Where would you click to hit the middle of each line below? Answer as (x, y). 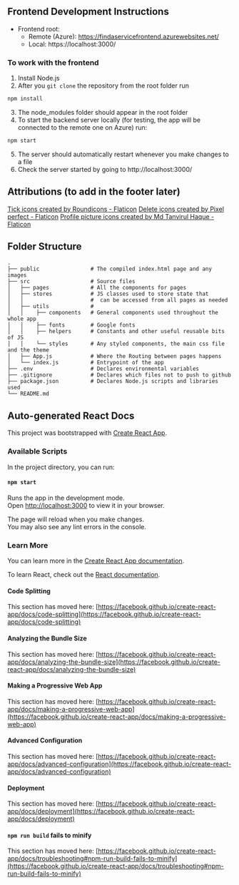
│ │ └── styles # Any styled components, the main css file (116, 344)
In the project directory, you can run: (61, 467)
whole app (22, 319)
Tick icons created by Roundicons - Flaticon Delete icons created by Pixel (116, 209)
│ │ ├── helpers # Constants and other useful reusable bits (116, 332)
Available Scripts (37, 451)
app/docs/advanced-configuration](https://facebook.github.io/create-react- (119, 764)
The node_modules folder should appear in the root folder (103, 112)
